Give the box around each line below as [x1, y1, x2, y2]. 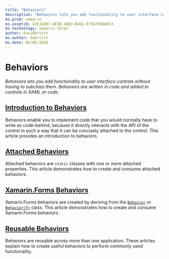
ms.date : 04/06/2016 [5, 40, 49, 45]
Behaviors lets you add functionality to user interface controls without [5, 78, 151, 84]
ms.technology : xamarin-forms [5, 26, 69, 31]
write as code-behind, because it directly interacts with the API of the [5, 122, 149, 128]
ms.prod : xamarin [5, 17, 42, 22]
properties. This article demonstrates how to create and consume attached [5, 166, 160, 172]
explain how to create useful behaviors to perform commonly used [5, 243, 143, 249]
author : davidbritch [5, 31, 49, 36]
